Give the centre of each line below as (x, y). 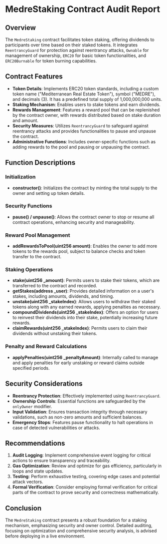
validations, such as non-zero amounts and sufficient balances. (78, 417)
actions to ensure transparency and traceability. (61, 461)
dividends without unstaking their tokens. (55, 334)
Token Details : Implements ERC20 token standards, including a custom (85, 88)
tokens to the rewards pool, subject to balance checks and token (79, 251)
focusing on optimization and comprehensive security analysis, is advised (81, 531)
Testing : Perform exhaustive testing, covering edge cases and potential (86, 477)
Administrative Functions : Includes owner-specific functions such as (84, 141)
